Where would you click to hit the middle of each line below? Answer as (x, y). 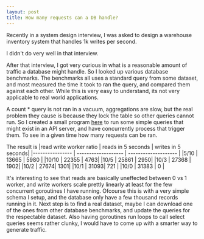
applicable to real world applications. (52, 97)
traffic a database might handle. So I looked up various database (87, 71)
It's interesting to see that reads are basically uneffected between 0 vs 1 (97, 178)
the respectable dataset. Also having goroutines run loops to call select (96, 216)
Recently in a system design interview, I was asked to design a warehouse (99, 35)
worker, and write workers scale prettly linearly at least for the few (89, 184)
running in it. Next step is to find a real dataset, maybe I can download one (100, 204)
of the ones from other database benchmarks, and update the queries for (98, 210)
